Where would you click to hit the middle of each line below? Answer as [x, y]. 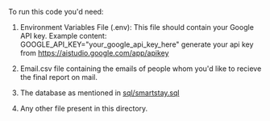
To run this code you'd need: [56, 12]
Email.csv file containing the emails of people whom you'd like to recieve [141, 69]
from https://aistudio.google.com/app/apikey [94, 53]
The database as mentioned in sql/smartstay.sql [100, 93]
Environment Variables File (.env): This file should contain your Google [137, 27]
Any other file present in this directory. [84, 108]
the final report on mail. [59, 77]
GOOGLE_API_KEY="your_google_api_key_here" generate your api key [137, 44]
